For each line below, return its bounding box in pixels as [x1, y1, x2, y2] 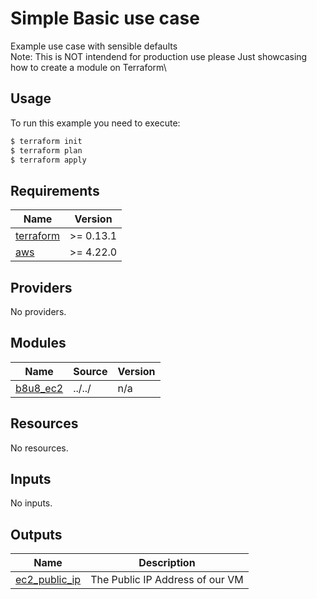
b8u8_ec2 [15, 381, 64, 395]
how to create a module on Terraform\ [10, 61, 167, 73]
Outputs [10, 526, 63, 543]
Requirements [10, 182, 100, 199]
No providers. [10, 306, 67, 317]
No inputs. [10, 497, 53, 509]
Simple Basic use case [10, 7, 200, 30]
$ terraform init [10, 136, 83, 146]
